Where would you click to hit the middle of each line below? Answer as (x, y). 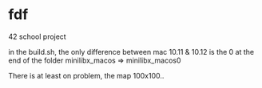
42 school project (37, 36)
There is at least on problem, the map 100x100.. (86, 75)
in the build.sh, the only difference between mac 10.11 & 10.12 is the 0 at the (131, 52)
